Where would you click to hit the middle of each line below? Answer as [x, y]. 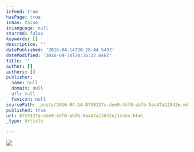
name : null [25, 83]
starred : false [25, 34]
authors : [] [21, 72]
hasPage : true [24, 17]
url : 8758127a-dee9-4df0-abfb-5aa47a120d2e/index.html [75, 115]
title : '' [18, 61]
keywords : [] [22, 39]
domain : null [27, 88]
